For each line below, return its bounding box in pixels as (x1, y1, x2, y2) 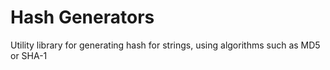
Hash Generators (10, 6, 155, 29)
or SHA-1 (10, 49, 48, 61)
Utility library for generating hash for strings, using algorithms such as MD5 (10, 39, 321, 51)
